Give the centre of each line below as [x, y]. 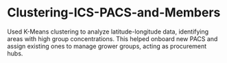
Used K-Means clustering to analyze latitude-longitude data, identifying [108, 32]
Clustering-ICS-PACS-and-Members [114, 13]
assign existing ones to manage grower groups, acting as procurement [107, 46]
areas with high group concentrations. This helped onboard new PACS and [112, 38]
